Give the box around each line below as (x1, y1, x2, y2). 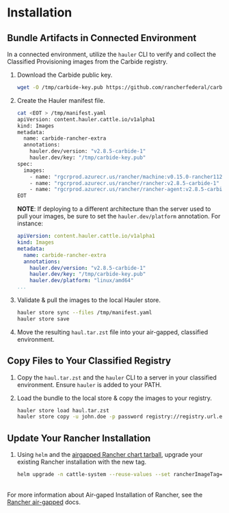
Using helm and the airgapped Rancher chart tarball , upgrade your (16, 451, 203, 459)
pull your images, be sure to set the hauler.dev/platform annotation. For (16, 212, 221, 221)
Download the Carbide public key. (16, 71, 113, 79)
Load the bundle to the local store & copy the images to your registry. (16, 394, 213, 402)
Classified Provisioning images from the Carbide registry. (7, 58, 168, 66)
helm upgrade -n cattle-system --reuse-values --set (16, 471, 171, 478)
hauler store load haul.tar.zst (16, 407, 109, 414)
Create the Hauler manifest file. (16, 96, 105, 104)
